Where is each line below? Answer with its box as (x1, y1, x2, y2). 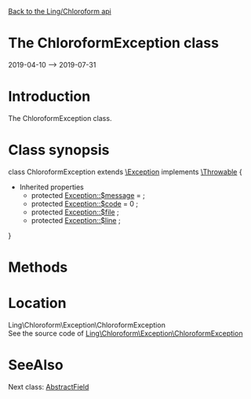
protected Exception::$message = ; (31, 190, 145, 199)
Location (8, 295, 67, 313)
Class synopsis (8, 141, 110, 159)
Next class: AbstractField (8, 382, 89, 391)
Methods (8, 258, 68, 276)
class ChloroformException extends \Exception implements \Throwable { (8, 167, 242, 176)
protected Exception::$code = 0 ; (31, 199, 139, 208)
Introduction (8, 88, 91, 105)
